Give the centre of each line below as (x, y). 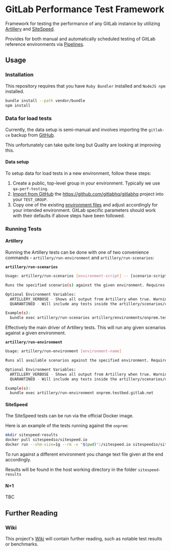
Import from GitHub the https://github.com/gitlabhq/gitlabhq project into (88, 194)
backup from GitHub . (33, 135)
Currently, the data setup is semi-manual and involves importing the (76, 129)
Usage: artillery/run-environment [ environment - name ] (64, 351)
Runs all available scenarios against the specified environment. (77, 360)
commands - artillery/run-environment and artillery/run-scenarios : (80, 258)
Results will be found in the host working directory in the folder (71, 469)
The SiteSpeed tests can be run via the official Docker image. (69, 416)
